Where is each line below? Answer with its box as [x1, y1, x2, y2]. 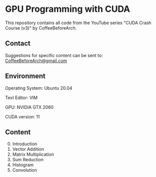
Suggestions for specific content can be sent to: [5, 52, 103, 58]
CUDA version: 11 [5, 113, 40, 119]
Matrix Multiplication [12, 151, 54, 157]
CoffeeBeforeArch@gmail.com [5, 58, 68, 64]
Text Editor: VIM [5, 95, 38, 101]
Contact [5, 39, 31, 48]
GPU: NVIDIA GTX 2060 [5, 104, 54, 110]
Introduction [12, 141, 38, 147]
